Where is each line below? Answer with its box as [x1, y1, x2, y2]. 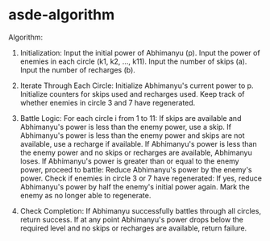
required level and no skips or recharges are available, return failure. [19, 223, 247, 233]
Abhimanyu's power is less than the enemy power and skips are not [19, 131, 245, 140]
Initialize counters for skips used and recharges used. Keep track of [19, 89, 245, 98]
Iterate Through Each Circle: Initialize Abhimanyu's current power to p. [19, 81, 254, 90]
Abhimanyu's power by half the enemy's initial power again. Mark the [19, 181, 250, 191]
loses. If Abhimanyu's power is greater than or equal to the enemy [19, 156, 239, 166]
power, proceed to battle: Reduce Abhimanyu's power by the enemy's [19, 164, 252, 174]
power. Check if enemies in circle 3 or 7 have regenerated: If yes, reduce [19, 173, 262, 183]
